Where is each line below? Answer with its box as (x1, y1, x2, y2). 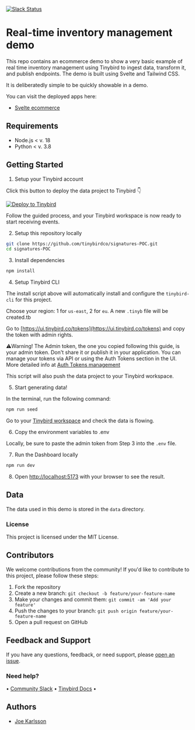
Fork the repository (14, 583, 61, 590)
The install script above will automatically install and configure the (6, 290, 165, 297)
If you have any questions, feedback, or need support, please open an (6, 651, 175, 658)
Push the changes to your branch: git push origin (14, 607, 137, 614)
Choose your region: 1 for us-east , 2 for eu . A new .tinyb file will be (6, 308, 168, 315)
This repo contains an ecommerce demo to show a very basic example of (6, 57, 183, 64)
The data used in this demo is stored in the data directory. (6, 505, 145, 512)
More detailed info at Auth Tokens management (6, 361, 121, 369)
